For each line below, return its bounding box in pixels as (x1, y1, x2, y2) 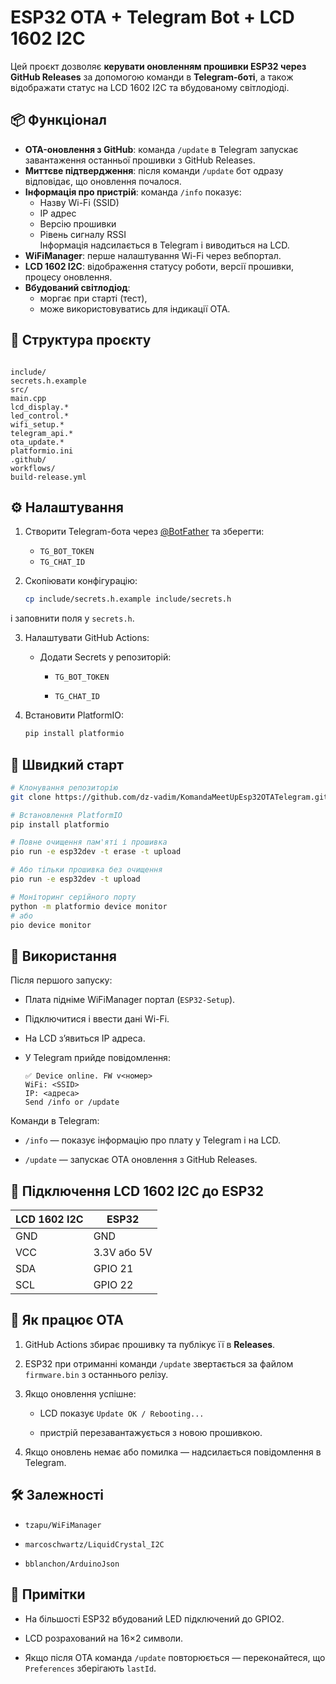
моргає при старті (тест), (39, 292, 148, 304)
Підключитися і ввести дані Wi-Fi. (24, 1013, 170, 1025)
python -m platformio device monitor (10, 901, 168, 911)
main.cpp (10, 393, 47, 403)
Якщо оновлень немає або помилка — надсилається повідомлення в (24, 1446, 322, 1458)
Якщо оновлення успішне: (24, 1387, 137, 1400)
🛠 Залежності (10, 1487, 105, 1504)
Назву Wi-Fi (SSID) (39, 196, 120, 208)
